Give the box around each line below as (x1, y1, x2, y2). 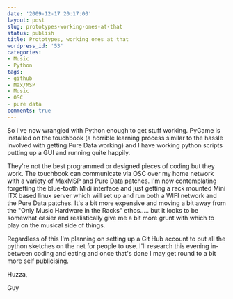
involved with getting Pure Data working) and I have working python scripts (7, 140, 223, 149)
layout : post (7, 17, 45, 24)
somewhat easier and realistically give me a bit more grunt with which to (7, 213, 214, 222)
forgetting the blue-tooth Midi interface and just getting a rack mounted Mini (7, 184, 226, 192)
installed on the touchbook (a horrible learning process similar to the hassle (7, 134, 224, 142)
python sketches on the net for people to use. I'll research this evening (7, 241, 210, 250)
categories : (7, 49, 42, 56)
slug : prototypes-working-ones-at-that (7, 23, 123, 30)
